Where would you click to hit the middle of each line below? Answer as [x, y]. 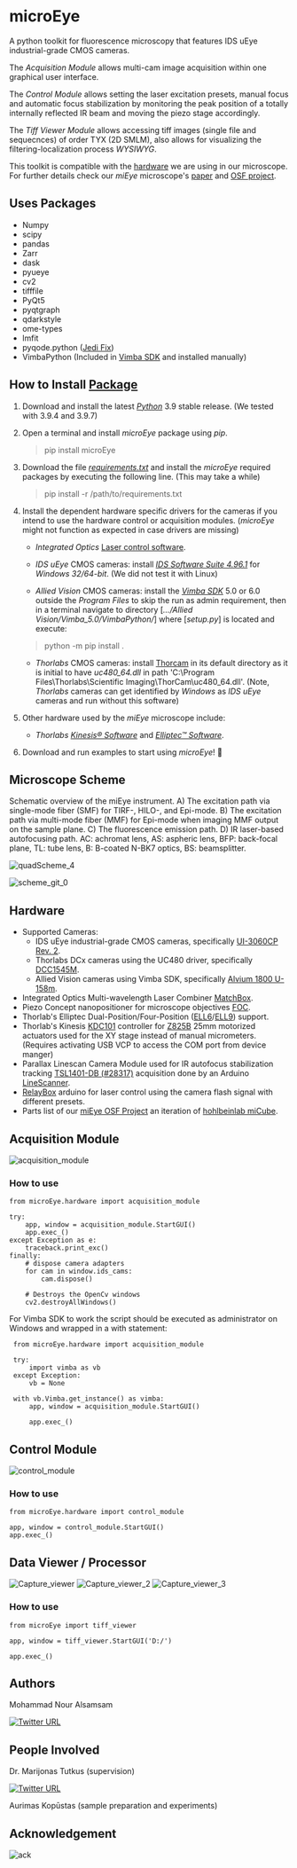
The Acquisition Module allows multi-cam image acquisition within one [138, 67]
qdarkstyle [42, 319]
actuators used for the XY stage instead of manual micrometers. [139, 1036]
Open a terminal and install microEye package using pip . [125, 433]
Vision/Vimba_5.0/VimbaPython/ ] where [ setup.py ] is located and [155, 619]
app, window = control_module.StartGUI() [87, 1527]
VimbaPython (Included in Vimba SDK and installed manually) [134, 357]
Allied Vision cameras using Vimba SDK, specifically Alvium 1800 [154, 979]
